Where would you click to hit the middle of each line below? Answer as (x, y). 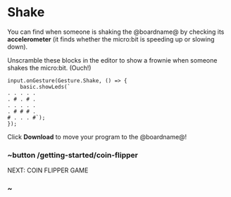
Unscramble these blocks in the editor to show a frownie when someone (112, 60)
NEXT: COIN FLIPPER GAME (48, 170)
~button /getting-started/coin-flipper (73, 155)
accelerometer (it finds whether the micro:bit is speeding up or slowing (111, 39)
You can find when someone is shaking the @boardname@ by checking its (116, 32)
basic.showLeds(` (45, 87)
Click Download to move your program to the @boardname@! (97, 136)
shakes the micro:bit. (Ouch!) (49, 68)
